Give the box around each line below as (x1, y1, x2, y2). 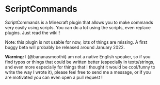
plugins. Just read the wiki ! (5, 30, 60, 35)
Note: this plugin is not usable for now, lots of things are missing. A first (5, 39, 147, 45)
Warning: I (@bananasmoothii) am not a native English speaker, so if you (5, 53, 151, 59)
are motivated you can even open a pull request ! (5, 74, 103, 80)
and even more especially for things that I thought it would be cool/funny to (5, 64, 156, 70)
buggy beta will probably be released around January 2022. (5, 44, 125, 50)
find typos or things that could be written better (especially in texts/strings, (5, 59, 155, 65)
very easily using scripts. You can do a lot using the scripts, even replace (5, 24, 151, 30)
